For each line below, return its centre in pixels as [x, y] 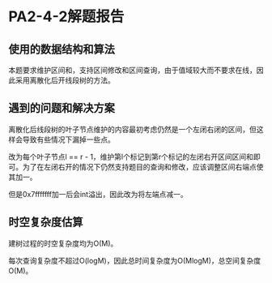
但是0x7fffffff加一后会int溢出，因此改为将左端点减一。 [98, 194]
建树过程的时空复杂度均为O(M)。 [63, 243]
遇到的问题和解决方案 [62, 108]
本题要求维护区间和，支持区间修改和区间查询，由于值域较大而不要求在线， [132, 70]
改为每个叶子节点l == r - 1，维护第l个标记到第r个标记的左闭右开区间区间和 [131, 157]
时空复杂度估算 [46, 223]
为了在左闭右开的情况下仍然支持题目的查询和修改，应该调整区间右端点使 [143, 166]
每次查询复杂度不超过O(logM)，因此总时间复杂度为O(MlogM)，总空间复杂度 [135, 260]
